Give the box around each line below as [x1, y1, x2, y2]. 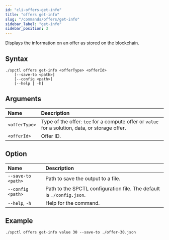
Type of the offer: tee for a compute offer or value [41, 118, 159, 125]
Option [5, 149, 27, 158]
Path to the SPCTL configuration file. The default [45, 185, 160, 192]
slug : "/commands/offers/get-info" [5, 17, 80, 22]
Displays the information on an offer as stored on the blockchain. [5, 40, 139, 46]
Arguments [5, 95, 42, 103]
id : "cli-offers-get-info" [5, 7, 62, 13]
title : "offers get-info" [5, 12, 59, 17]
